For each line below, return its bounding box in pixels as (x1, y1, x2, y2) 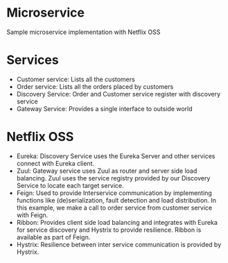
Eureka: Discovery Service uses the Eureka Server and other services (16, 151, 216, 160)
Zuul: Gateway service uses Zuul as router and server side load (16, 167, 198, 175)
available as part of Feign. (16, 232, 91, 241)
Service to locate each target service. (16, 181, 124, 189)
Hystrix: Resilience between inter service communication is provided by (16, 240, 222, 248)
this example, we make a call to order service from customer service (16, 203, 213, 212)
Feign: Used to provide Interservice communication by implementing (16, 189, 212, 197)
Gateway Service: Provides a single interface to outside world (16, 104, 193, 112)
